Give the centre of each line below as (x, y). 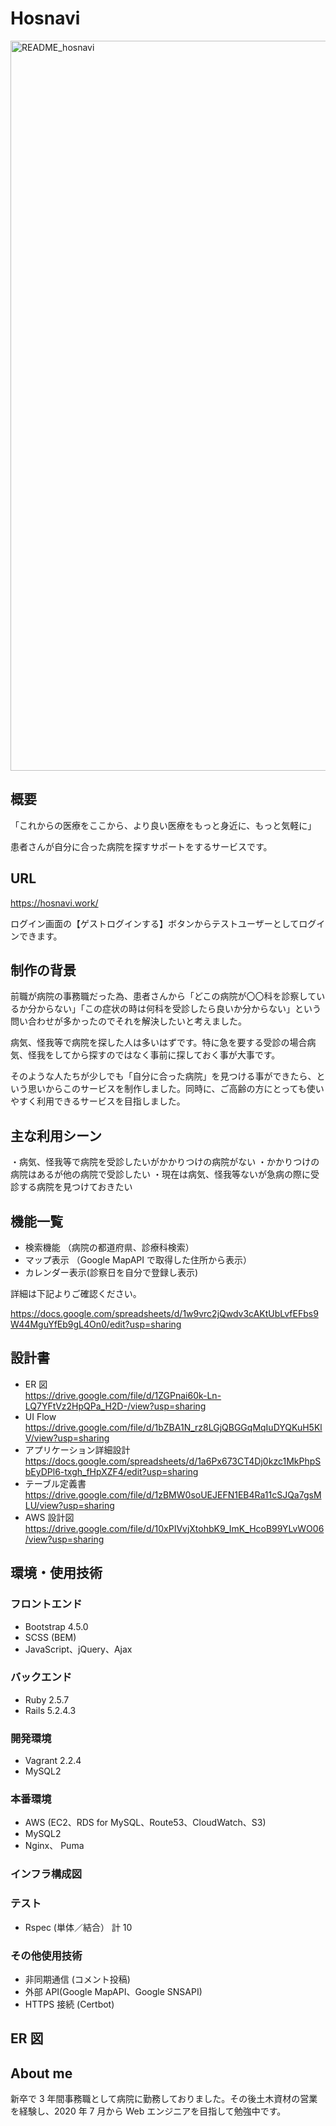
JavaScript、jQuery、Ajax (78, 1649)
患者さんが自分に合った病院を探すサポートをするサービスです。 (141, 846)
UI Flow (40, 1416)
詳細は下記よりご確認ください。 (76, 1293)
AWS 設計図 (49, 1517)
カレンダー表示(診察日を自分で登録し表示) (111, 1272)
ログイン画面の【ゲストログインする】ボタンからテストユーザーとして (155, 923)
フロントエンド (46, 1604)
